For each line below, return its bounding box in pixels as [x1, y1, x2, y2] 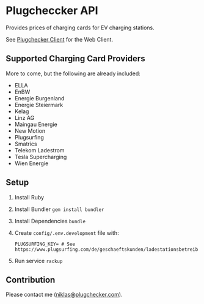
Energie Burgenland [14, 94, 65, 102]
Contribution [5, 275, 56, 285]
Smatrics [14, 140, 37, 147]
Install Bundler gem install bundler [14, 206, 104, 213]
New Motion [14, 127, 46, 135]
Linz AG [14, 114, 35, 121]
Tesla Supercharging [14, 153, 67, 160]
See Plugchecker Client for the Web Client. [5, 35, 114, 43]
